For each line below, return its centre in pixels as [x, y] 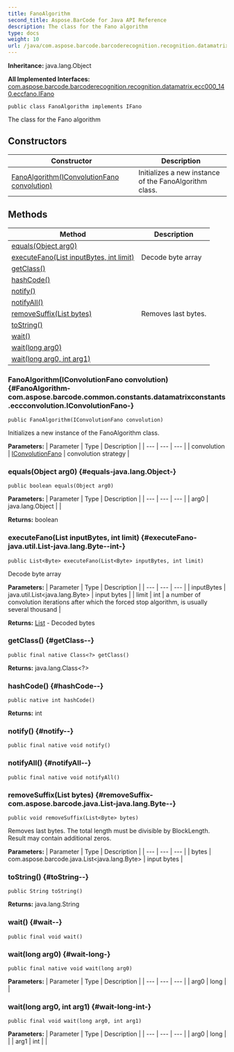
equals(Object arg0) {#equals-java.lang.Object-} [92, 471]
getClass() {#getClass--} [51, 641]
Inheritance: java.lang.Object [50, 66]
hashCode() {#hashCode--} [56, 686]
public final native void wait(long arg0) [70, 968]
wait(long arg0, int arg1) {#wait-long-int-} [80, 1006]
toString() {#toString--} [48, 877]
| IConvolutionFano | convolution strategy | [69, 453]
